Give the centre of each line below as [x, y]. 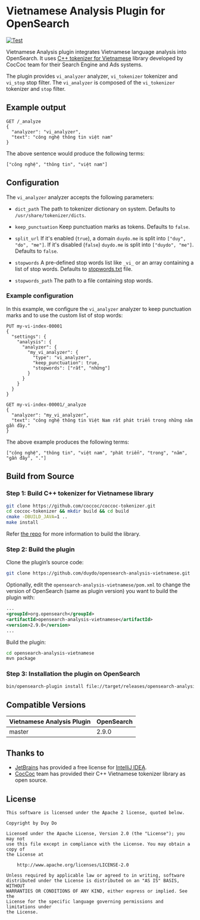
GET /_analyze [24, 121]
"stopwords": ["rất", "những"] [71, 368]
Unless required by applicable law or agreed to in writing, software [96, 875]
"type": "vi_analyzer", [62, 357]
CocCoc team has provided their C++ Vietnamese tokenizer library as [100, 774]
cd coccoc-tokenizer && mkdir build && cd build [68, 511]
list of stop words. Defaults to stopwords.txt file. [74, 269]
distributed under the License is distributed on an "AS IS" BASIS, [93, 881]
